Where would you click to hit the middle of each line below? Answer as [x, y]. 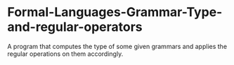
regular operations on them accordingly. [65, 54]
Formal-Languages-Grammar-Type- [115, 12]
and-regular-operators [75, 27]
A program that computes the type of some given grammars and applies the [117, 46]
